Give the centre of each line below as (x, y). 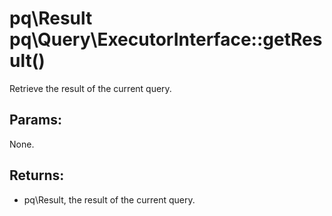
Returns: (37, 175)
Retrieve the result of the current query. (90, 88)
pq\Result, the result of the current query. (109, 199)
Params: (35, 120)
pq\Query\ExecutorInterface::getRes (166, 39)
